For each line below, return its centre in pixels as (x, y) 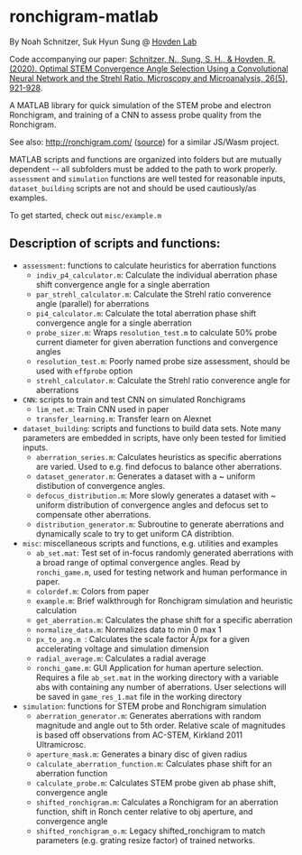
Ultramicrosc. (61, 744)
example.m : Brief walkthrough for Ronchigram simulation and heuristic (165, 601)
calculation (56, 610)
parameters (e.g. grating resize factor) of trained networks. (145, 840)
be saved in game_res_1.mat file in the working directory (139, 696)
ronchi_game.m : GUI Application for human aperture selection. (150, 667)
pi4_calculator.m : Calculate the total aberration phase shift (146, 313)
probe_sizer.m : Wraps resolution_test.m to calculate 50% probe (156, 332)
